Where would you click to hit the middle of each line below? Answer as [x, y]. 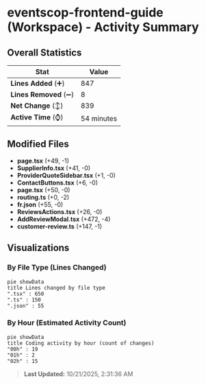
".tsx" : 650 [26, 294]
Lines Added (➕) [38, 83]
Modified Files [38, 144]
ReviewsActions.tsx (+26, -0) [60, 211]
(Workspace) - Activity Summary [103, 27]
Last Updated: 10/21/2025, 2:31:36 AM [78, 374]
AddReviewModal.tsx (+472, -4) [64, 219]
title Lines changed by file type [56, 288]
